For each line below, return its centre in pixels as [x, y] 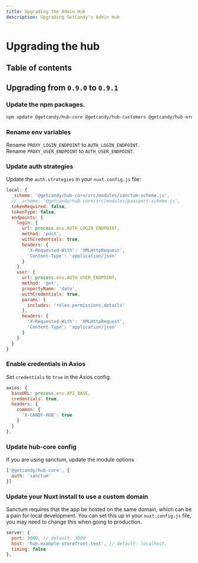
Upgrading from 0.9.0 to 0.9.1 [62, 88]
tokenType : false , [34, 212]
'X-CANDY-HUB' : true [47, 415]
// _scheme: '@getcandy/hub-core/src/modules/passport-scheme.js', [96, 201]
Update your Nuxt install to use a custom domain [77, 496]
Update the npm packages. [46, 105]
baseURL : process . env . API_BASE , [51, 393]
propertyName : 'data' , [49, 289]
